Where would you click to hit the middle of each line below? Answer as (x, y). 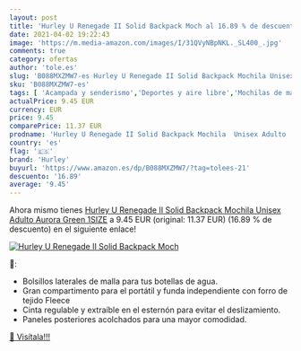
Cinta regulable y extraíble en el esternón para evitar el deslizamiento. (151, 310)
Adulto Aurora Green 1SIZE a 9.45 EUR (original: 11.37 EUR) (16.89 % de (141, 220)
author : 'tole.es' (43, 68)
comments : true (38, 51)
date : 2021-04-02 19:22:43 (60, 34)
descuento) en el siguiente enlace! (73, 229)
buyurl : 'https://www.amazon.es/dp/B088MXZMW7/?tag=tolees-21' (130, 168)
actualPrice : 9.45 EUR (52, 101)
